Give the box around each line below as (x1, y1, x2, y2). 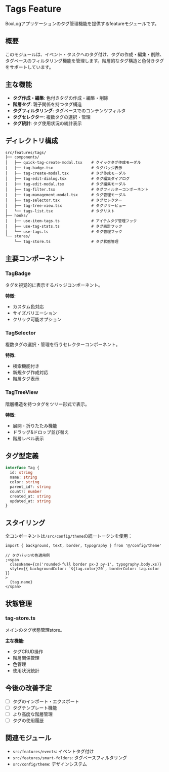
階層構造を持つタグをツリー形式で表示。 (5, 401, 90, 407)
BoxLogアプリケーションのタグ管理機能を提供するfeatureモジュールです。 (5, 20, 159, 26)
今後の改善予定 (5, 684, 52, 693)
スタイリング (5, 518, 46, 527)
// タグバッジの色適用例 (5, 553, 50, 558)
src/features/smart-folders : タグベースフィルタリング (12, 754, 128, 760)
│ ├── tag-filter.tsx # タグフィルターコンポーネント (5, 187, 149, 192)
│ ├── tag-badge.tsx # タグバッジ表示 (5, 166, 122, 171)
